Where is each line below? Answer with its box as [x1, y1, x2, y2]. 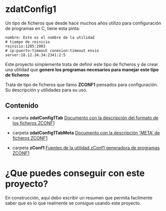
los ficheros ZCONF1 [12, 120, 55, 126]
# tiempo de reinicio [5, 39, 50, 44]
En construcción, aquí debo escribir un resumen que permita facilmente [5, 194, 153, 200]
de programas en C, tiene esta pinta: [5, 25, 80, 31]
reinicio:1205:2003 [5, 43, 46, 48]
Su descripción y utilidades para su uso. [5, 86, 88, 93]
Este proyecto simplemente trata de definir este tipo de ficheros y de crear [5, 61, 159, 67]
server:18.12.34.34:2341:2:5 [5, 52, 66, 57]
